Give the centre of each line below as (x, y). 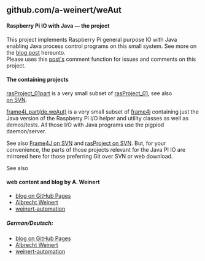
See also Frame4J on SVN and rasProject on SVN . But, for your (86, 143)
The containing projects (37, 80)
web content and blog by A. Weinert (53, 182)
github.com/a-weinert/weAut (64, 10)
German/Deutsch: (30, 223)
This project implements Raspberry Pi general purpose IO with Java (92, 39)
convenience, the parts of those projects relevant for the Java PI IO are (96, 149)
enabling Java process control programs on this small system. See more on (102, 46)
